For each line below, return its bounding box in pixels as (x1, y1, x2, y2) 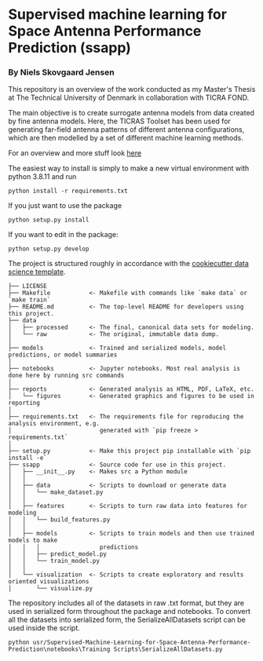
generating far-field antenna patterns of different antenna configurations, (8, 125, 245, 134)
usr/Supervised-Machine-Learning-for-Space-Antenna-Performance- (32, 638, 251, 647)
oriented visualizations (8, 578, 89, 586)
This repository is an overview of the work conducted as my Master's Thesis (8, 85, 256, 94)
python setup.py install (8, 216, 89, 225)
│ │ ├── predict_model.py (8, 550, 108, 558)
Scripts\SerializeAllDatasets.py (113, 645, 223, 653)
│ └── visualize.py (8, 585, 93, 593)
